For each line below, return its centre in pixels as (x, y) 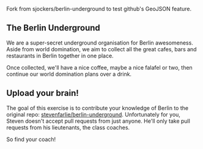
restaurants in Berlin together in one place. (60, 56)
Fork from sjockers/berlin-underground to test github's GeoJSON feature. (99, 9)
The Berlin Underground (54, 28)
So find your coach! (31, 139)
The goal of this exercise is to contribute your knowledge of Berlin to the (97, 108)
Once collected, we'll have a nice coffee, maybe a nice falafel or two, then (99, 67)
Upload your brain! (43, 93)
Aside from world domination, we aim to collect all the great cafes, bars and (102, 49)
